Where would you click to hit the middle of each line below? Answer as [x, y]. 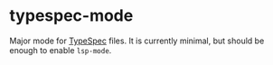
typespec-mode [71, 16]
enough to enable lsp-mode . [61, 50]
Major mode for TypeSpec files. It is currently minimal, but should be [137, 41]
